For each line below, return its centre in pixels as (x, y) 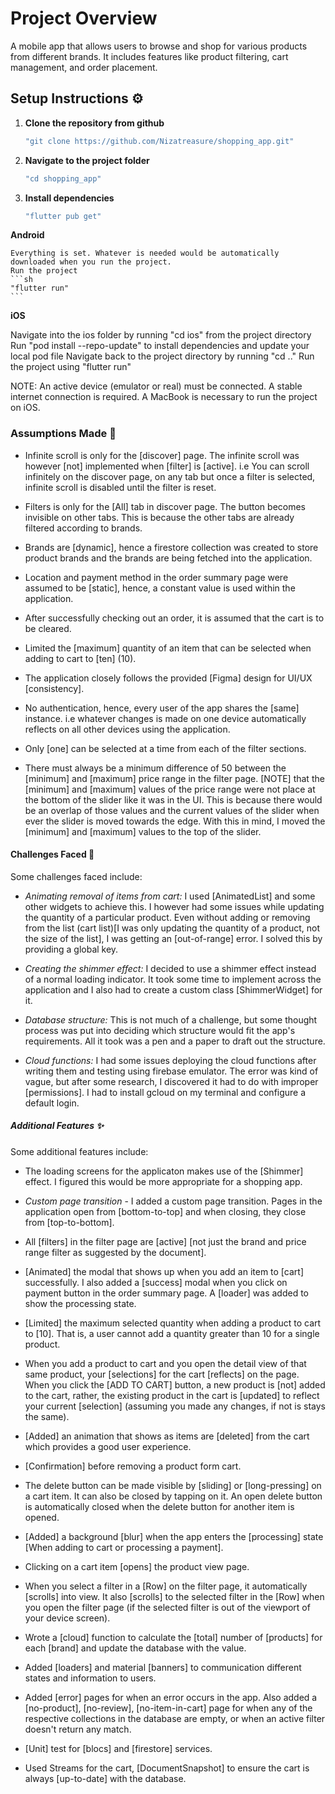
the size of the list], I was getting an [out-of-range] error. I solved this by (173, 938)
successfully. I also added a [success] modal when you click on (156, 1282)
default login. (52, 1103)
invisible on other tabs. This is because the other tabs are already (159, 517)
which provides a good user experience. (108, 1446)
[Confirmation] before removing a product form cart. (133, 1466)
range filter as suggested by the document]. (115, 1252)
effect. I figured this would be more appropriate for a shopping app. (163, 1181)
